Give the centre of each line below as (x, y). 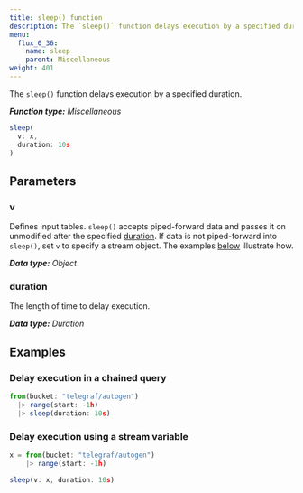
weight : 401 (32, 69)
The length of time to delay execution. (80, 306)
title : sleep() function (56, 18)
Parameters (43, 181)
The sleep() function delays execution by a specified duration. (126, 93)
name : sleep (48, 51)
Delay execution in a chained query (88, 377)
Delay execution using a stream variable (99, 436)
